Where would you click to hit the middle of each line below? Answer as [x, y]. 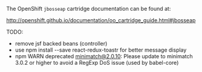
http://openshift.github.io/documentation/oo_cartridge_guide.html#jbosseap [101, 20]
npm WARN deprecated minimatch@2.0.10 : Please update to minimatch [104, 56]
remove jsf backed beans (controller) [61, 43]
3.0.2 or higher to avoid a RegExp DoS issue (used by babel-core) [97, 63]
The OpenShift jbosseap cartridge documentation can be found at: [89, 9]
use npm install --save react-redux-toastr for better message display [101, 50]
